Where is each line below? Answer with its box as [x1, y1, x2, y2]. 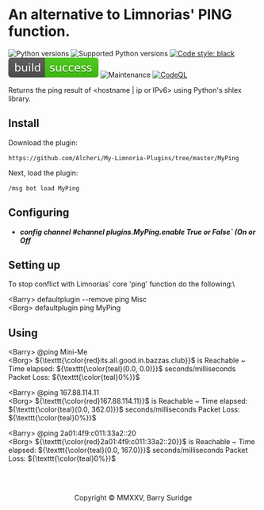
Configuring [8, 206, 70, 220]
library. [8, 94, 32, 103]
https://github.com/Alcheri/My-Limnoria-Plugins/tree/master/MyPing [8, 154, 239, 162]
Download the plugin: [8, 137, 78, 148]
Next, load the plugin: [8, 168, 78, 178]
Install [8, 117, 40, 130]
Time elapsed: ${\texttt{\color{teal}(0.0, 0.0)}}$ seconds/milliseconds [8, 364, 236, 374]
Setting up [8, 258, 61, 271]
